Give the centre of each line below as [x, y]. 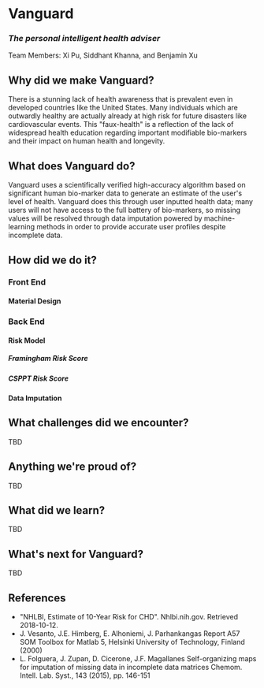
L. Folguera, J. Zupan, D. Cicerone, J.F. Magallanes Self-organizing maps [138, 658]
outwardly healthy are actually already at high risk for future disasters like [127, 116]
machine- [219, 218]
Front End [27, 282]
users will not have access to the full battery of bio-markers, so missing [124, 210]
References [37, 598]
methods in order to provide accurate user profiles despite [131, 227]
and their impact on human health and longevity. [87, 141]
